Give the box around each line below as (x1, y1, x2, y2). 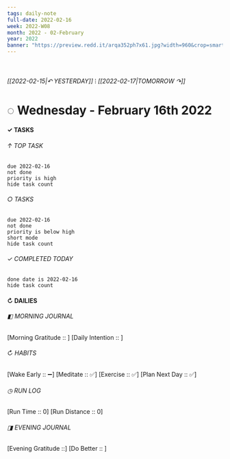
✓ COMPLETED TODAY (7, 255, 73, 263)
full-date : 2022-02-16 (7, 16, 72, 23)
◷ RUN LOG (7, 386, 41, 395)
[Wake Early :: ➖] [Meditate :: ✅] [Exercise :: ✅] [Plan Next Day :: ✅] (7, 370, 197, 378)
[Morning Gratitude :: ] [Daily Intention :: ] (7, 333, 123, 341)
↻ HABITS (7, 349, 37, 357)
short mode (7, 234, 38, 241)
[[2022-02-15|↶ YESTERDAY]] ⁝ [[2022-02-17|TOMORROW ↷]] (7, 77, 186, 85)
